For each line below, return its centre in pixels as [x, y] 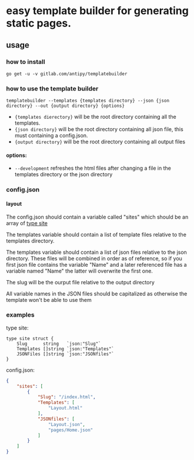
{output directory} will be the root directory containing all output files [100, 142]
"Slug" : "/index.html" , [66, 397]
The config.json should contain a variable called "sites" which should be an [97, 217]
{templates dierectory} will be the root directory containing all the [95, 117]
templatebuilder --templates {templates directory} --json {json [88, 101]
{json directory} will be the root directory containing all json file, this [99, 129]
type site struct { [30, 338]
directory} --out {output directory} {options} [66, 106]
